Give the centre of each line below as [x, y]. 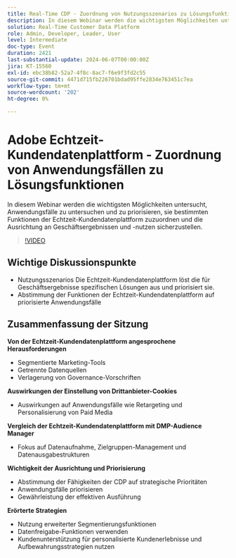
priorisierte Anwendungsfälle [59, 302]
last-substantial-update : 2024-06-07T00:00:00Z [78, 60]
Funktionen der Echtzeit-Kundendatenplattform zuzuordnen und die [105, 219]
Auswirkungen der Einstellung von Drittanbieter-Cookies [92, 391]
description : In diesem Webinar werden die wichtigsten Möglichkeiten [113, 20]
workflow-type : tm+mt [39, 86]
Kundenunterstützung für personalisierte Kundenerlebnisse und [110, 539]
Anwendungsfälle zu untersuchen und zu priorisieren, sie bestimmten [108, 211]
